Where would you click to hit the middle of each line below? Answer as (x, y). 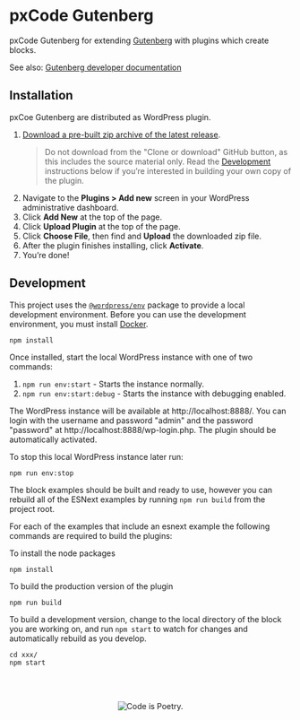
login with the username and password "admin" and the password (131, 420)
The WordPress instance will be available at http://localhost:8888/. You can (148, 411)
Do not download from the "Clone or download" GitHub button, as (166, 152)
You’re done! (46, 255)
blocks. (23, 49)
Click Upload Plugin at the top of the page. (101, 226)
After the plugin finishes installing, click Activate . (113, 245)
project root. (32, 508)
